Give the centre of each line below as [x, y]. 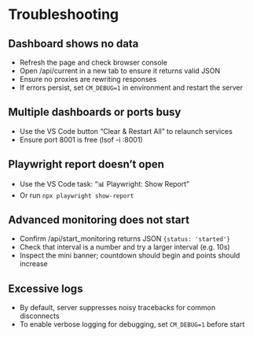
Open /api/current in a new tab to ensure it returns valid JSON [120, 71]
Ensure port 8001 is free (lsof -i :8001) [81, 139]
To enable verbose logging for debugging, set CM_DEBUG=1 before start [132, 324]
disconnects [40, 316]
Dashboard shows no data [73, 44]
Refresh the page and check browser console [93, 62]
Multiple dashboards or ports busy [95, 112]
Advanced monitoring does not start [99, 220]
